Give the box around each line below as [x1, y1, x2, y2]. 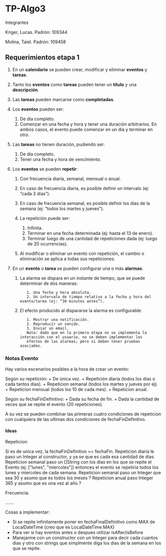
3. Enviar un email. [26, 326, 70, 331]
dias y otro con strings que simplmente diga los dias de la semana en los [12, 540, 162, 546]
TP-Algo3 [5, 3, 46, 14]
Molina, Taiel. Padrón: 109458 [5, 38, 66, 45]
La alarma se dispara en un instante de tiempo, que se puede [19, 275, 145, 281]
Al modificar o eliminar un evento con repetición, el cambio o [19, 250, 145, 256]
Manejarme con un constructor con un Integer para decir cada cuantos [12, 535, 158, 541]
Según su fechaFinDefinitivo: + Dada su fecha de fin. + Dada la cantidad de [5, 396, 160, 402]
